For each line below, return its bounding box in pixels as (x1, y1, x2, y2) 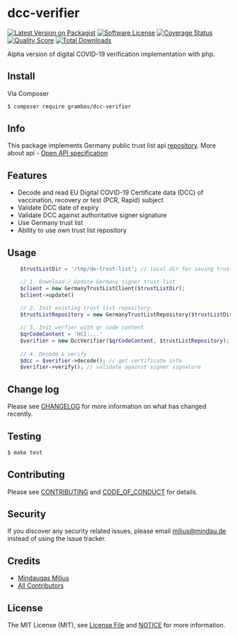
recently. (7, 410, 33, 418)
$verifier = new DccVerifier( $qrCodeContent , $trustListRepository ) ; (20, 337, 230, 344)
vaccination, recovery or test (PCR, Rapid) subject (17, 196, 164, 204)
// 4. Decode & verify (20, 350, 87, 358)
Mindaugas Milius (17, 574, 69, 583)
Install (7, 70, 35, 82)
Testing (7, 430, 42, 442)
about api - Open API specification (7, 149, 108, 158)
